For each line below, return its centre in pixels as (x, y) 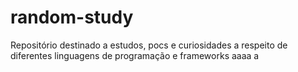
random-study (72, 17)
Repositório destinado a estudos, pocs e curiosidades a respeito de (149, 45)
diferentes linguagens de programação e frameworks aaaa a (135, 55)
